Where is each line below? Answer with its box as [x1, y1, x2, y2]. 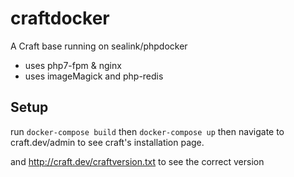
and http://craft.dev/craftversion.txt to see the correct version [10, 155, 265, 167]
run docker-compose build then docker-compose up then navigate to [10, 125, 285, 137]
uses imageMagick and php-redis [24, 70, 164, 82]
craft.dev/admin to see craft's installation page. [10, 136, 205, 148]
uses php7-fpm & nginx [24, 59, 122, 71]
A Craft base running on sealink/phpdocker [10, 40, 188, 52]
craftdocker [10, 7, 110, 30]
